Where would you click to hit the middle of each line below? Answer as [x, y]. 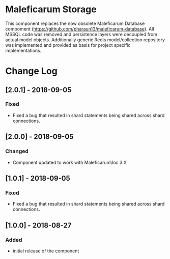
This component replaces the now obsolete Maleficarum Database [75, 23]
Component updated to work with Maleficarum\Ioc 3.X [70, 162]
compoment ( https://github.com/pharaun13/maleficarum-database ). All [80, 28]
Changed [17, 151]
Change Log [31, 71]
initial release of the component [46, 251]
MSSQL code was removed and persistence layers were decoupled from [81, 34]
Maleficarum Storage [51, 9]
